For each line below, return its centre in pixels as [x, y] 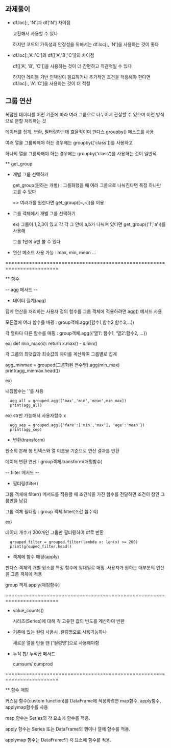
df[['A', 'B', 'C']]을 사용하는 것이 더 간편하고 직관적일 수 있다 [72, 66]
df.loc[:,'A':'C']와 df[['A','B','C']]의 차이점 [53, 55]
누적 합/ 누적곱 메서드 [34, 653]
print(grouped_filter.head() [41, 546]
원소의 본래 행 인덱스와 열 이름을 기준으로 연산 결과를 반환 [63, 450]
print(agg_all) [26, 405]
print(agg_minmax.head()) [33, 370]
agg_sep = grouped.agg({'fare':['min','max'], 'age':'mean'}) [77, 425]
